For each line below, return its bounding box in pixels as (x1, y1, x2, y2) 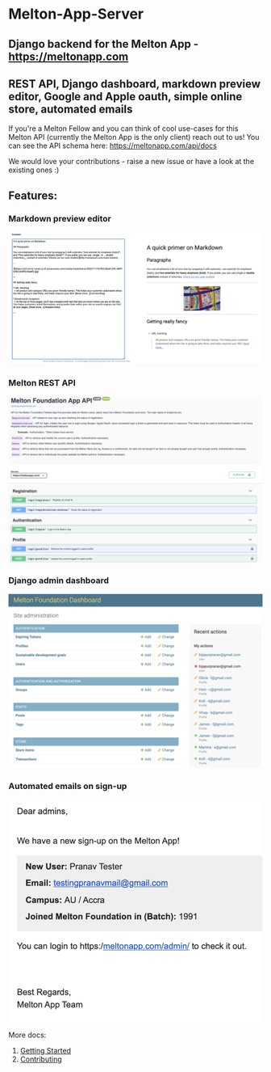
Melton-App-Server (8, 5, 144, 23)
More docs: (8, 1030, 47, 1040)
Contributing (19, 1054, 62, 1064)
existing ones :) (8, 165, 60, 175)
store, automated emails (8, 102, 133, 116)
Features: (8, 188, 58, 202)
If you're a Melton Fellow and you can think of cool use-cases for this (8, 124, 239, 133)
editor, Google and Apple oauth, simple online (8, 90, 243, 103)
